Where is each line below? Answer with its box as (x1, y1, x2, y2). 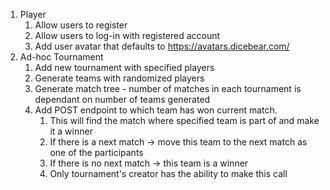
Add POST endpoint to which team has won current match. (34, 104, 278, 116)
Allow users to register (34, 19, 128, 31)
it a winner (49, 125, 93, 137)
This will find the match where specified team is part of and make (49, 115, 320, 126)
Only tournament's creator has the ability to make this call (49, 168, 288, 179)
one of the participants (49, 147, 144, 158)
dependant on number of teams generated (34, 94, 211, 105)
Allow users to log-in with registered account (34, 30, 221, 41)
